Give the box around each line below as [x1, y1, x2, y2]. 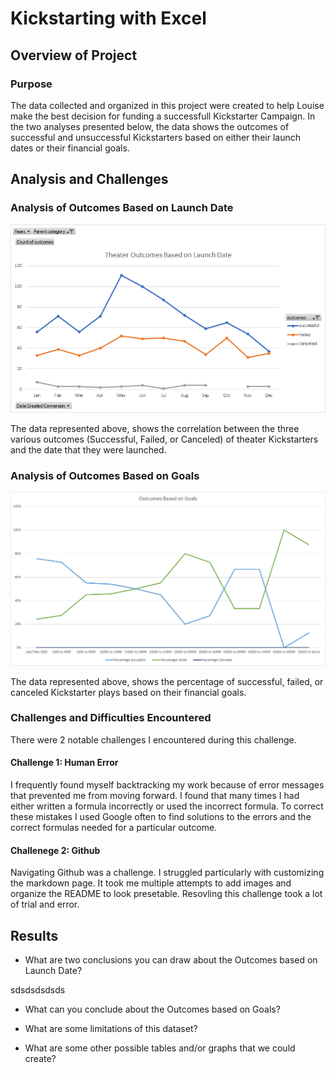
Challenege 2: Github [10, 844, 101, 856]
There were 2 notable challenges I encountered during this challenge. [10, 733, 297, 746]
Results [10, 927, 59, 944]
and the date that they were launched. [10, 444, 167, 456]
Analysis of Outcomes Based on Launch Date [10, 201, 234, 215]
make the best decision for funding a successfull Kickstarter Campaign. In [10, 110, 316, 122]
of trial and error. [10, 898, 80, 911]
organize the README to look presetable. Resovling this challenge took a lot [10, 888, 323, 900]
